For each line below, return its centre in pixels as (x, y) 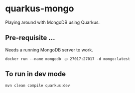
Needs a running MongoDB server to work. (49, 49)
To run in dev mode (36, 74)
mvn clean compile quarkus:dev (38, 85)
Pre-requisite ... (30, 38)
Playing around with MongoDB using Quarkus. (53, 22)
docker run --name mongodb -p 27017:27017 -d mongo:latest (68, 59)
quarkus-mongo (40, 9)
